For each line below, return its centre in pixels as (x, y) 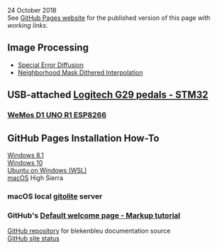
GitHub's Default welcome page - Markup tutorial (94, 215)
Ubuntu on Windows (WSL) (47, 170)
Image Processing (48, 48)
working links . (28, 25)
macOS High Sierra (35, 178)
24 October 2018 (32, 10)
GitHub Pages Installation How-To (83, 138)
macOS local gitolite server (55, 196)
